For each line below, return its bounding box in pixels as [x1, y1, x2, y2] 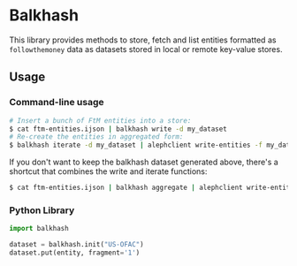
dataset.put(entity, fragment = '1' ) [9, 248, 141, 257]
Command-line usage [9, 96, 104, 109]
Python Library [9, 204, 75, 217]
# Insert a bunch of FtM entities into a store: [9, 116, 192, 125]
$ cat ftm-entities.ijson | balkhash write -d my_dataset [9, 125, 227, 133]
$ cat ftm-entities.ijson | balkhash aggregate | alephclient [9, 183, 243, 193]
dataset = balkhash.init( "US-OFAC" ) [9, 240, 144, 249]
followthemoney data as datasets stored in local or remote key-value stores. [9, 43, 283, 54]
